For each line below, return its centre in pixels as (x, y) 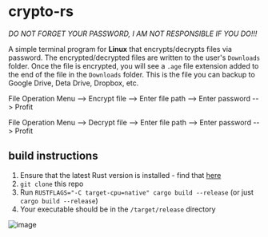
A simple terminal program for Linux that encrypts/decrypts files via (120, 49)
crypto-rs (41, 12)
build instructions (53, 156)
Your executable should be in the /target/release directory (118, 209)
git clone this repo (52, 184)
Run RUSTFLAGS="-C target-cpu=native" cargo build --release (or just (137, 192)
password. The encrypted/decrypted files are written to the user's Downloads (134, 57)
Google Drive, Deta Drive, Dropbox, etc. (74, 83)
